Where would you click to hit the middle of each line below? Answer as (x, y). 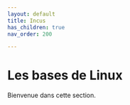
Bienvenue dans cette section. (52, 95)
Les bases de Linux (65, 75)
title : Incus (27, 21)
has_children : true (36, 27)
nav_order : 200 (30, 34)
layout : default (31, 14)
